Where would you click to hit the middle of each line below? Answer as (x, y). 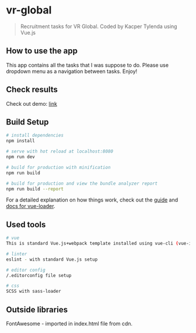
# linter (17, 254)
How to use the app (42, 51)
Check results (32, 90)
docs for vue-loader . (31, 206)
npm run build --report (35, 189)
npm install (20, 141)
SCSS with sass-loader (34, 292)
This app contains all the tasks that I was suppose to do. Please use (87, 65)
